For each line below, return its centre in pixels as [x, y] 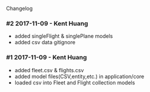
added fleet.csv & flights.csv [49, 70]
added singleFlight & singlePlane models [64, 36]
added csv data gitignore [45, 43]
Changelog [19, 8]
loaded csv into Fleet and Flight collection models [75, 82]
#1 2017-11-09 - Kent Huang [46, 58]
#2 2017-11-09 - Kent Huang [47, 23]
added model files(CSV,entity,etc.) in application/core [79, 76]
